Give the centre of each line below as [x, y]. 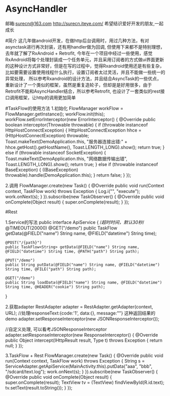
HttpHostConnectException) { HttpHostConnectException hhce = [74, 130]
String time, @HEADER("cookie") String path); [55, 287]
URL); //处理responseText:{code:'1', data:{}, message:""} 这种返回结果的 [80, 313]
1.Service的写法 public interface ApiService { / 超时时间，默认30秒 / [75, 222]
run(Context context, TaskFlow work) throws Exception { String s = [75, 361]
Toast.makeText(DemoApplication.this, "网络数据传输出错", [66, 159]
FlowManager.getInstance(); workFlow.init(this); [55, 114]
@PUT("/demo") [20, 260]
